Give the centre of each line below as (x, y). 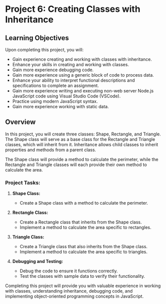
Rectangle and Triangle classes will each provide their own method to (76, 165)
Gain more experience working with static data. (60, 107)
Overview (21, 122)
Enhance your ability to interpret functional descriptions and (74, 80)
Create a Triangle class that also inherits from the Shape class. (83, 247)
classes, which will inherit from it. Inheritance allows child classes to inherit (82, 144)
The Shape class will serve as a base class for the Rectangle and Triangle (80, 139)
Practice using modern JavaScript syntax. (55, 101)
